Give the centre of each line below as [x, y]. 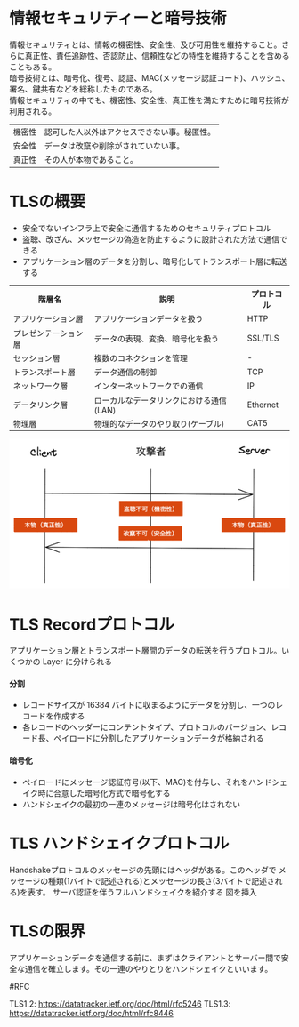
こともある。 [32, 67]
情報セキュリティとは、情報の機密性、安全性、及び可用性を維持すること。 [145, 44]
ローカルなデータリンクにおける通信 [160, 400]
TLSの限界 [48, 931]
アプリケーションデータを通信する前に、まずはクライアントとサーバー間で [145, 958]
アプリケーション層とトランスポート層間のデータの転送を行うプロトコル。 [145, 651]
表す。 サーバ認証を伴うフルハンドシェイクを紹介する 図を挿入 [142, 892]
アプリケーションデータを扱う [149, 319]
